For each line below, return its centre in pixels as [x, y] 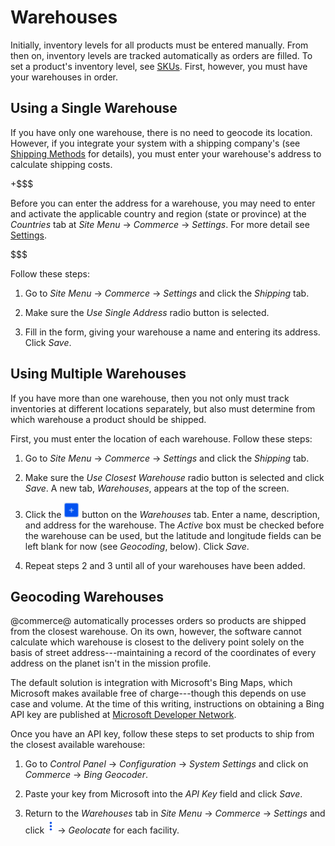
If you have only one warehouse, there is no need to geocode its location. [161, 132]
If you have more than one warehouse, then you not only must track [150, 398]
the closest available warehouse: [78, 745]
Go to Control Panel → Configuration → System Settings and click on [166, 764]
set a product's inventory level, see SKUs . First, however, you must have [159, 66]
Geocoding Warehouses [87, 596]
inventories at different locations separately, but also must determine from [163, 408]
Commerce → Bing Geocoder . [86, 775]
